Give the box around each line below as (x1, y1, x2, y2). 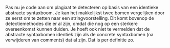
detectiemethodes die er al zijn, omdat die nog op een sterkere (5, 20, 138, 27)
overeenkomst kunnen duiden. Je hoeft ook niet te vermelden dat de (5, 26, 150, 32)
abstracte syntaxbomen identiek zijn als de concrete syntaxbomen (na (5, 32, 154, 37)
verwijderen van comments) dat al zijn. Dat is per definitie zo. (5, 37, 135, 43)
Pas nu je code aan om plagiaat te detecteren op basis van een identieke (5, 5, 159, 10)
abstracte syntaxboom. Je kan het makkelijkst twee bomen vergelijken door (5, 10, 165, 16)
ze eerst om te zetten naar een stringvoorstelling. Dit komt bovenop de (5, 15, 155, 21)
